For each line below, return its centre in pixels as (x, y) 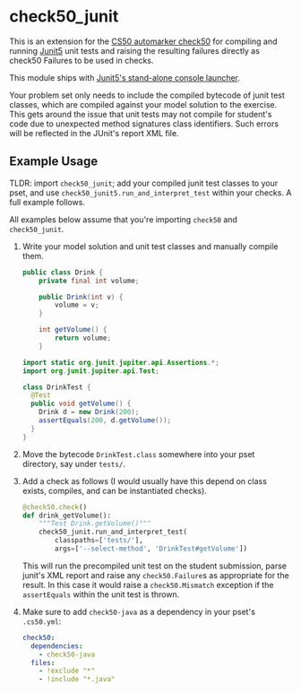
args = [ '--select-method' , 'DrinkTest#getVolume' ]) (151, 549)
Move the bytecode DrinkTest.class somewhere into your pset (138, 454)
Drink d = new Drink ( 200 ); (89, 412)
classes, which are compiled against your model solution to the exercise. (143, 104)
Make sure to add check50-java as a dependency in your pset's (138, 611)
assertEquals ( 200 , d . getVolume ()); (105, 420)
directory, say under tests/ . (73, 463)
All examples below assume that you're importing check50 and (123, 219)
